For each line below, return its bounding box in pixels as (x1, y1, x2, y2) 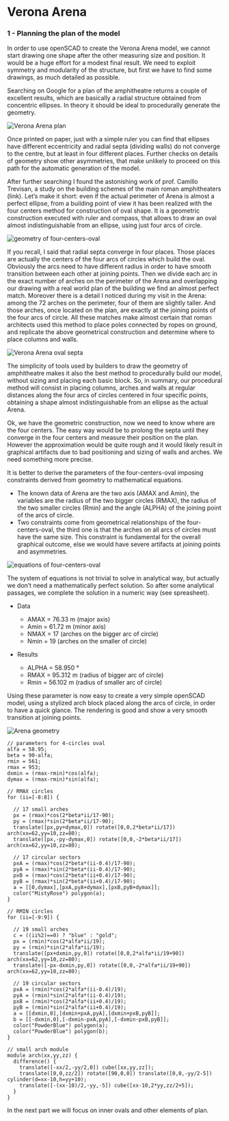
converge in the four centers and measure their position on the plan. (7, 434, 200, 442)
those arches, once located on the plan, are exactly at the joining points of (7, 306, 216, 314)
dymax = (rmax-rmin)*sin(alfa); (7, 776, 99, 783)
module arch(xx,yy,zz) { (7, 1052, 78, 1059)
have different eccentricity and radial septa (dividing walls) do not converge (7, 142, 221, 151)
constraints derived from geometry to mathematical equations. (7, 476, 183, 484)
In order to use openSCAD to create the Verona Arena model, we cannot (7, 44, 211, 52)
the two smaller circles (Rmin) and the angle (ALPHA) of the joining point (16, 504, 221, 512)
